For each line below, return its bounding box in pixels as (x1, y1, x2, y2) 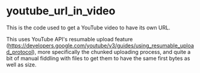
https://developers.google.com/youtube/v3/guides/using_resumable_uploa (8, 42, 195, 49)
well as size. (6, 61, 37, 68)
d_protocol (6, 48, 33, 55)
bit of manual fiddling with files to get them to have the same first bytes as (6, 54, 190, 62)
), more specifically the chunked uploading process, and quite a (33, 48, 191, 55)
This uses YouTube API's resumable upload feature (6, 35, 133, 42)
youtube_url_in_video (6, 4, 116, 18)
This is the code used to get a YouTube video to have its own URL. (6, 24, 170, 31)
